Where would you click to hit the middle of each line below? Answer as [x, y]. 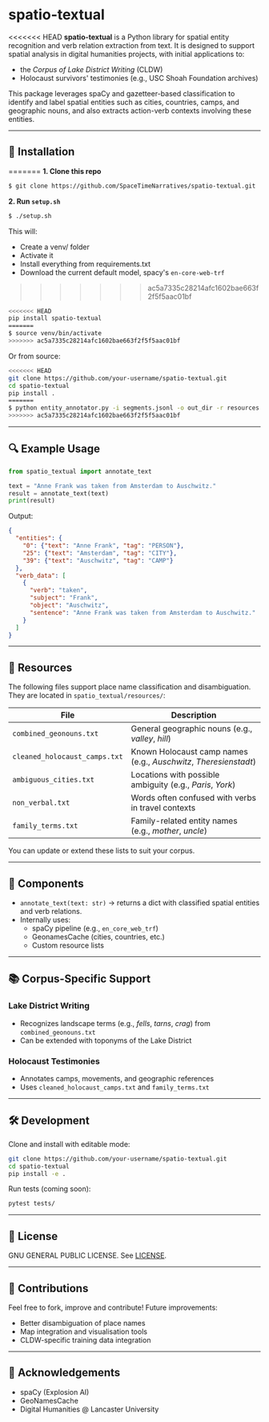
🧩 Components [46, 883]
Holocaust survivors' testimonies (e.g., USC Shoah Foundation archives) [139, 78]
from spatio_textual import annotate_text [80, 471]
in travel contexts [163, 808]
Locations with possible [175, 775]
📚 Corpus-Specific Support [79, 979]
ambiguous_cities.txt [53, 780]
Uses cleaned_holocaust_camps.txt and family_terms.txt [114, 1087]
